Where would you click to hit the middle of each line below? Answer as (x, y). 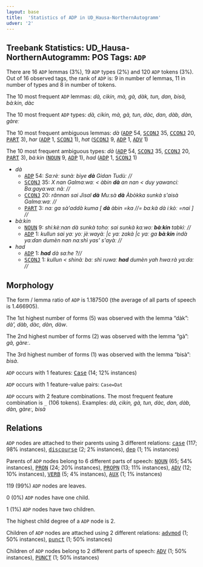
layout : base (23, 12)
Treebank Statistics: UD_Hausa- (68, 48)
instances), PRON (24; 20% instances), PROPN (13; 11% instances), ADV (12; (99, 467)
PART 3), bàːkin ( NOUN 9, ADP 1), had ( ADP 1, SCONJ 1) (72, 158)
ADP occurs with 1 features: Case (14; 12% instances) (72, 373)
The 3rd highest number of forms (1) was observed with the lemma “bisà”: (98, 355)
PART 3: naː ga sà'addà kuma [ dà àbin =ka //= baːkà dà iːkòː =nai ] (109, 208)
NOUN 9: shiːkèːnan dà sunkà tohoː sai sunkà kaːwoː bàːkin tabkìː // (108, 228)
